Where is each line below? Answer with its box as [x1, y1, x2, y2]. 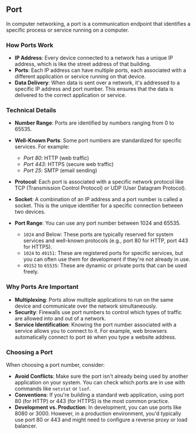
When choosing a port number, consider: [6, 361, 105, 368]
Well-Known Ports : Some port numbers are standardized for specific [14, 137, 182, 144]
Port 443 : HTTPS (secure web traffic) [23, 161, 114, 168]
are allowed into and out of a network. [14, 315, 106, 322]
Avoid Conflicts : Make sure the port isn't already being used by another [14, 373, 188, 380]
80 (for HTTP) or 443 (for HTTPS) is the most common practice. [14, 398, 170, 404]
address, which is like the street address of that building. [14, 61, 152, 68]
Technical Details [6, 106, 57, 115]
